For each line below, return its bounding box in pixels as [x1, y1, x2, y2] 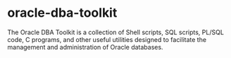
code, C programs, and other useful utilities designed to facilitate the [7, 35, 206, 43]
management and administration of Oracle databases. [7, 43, 163, 51]
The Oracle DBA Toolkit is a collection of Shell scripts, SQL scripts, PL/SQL [7, 28, 224, 36]
